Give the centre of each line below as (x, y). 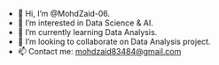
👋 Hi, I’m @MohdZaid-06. (64, 14)
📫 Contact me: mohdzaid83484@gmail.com (99, 51)
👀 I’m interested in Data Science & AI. (85, 23)
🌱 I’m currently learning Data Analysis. (87, 32)
